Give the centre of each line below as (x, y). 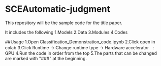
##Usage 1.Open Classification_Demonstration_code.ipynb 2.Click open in (80, 42)
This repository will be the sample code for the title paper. (64, 23)
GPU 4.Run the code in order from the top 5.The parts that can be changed (81, 53)
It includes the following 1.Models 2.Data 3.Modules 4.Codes (66, 32)
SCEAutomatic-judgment (58, 9)
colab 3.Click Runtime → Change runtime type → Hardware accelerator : (80, 47)
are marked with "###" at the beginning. (46, 58)
